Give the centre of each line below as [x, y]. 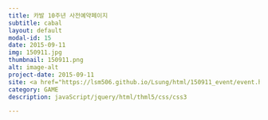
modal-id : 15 [30, 38]
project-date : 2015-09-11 [51, 75]
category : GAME [33, 89]
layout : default [35, 30]
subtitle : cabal [35, 23]
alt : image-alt [33, 68]
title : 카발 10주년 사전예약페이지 [58, 15]
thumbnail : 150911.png [46, 60]
